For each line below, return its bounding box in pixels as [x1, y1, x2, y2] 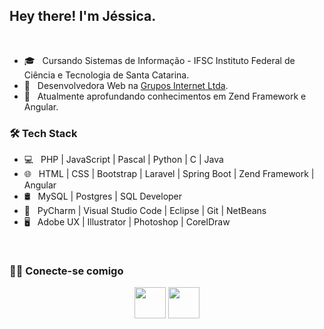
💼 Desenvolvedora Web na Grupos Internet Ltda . [23, 79, 229, 91]
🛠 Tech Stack [9, 126, 78, 140]
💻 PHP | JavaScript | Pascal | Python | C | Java [23, 154, 224, 166]
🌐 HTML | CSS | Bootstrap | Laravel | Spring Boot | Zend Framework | [23, 168, 315, 180]
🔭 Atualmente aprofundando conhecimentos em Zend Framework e [23, 90, 307, 102]
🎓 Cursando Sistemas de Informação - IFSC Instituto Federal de [23, 54, 296, 66]
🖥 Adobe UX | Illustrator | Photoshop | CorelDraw [23, 216, 231, 228]
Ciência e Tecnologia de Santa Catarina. [23, 69, 190, 81]
